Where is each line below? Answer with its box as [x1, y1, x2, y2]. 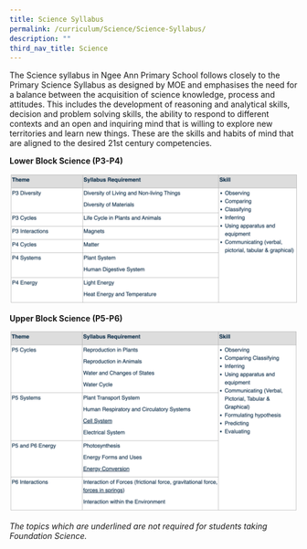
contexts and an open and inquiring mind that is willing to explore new [9, 119, 273, 130]
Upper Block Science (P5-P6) [9, 312, 123, 323]
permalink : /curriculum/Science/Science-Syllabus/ [9, 24, 206, 34]
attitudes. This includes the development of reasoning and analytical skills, [9, 99, 291, 110]
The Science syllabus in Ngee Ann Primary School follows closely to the [9, 69, 281, 81]
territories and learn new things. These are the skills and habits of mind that [9, 128, 294, 139]
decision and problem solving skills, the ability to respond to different [9, 109, 270, 120]
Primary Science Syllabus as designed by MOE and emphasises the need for [9, 79, 298, 90]
